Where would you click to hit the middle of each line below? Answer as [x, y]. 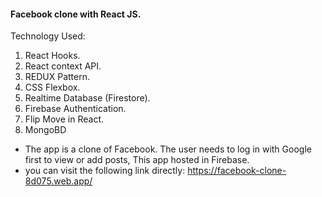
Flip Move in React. [64, 119]
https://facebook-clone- [237, 171]
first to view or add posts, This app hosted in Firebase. [137, 160]
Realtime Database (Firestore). [87, 98]
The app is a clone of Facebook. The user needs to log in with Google [168, 149]
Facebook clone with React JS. [76, 14]
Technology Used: [48, 36]
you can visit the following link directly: [105, 171]
